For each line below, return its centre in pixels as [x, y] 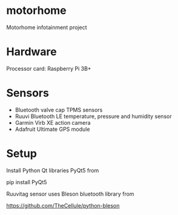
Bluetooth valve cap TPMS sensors [59, 110]
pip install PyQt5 [27, 182]
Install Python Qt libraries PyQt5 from [53, 170]
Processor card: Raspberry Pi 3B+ [49, 68]
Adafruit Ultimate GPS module [52, 129]
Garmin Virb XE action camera [53, 122]
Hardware [31, 52]
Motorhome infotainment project [47, 27]
